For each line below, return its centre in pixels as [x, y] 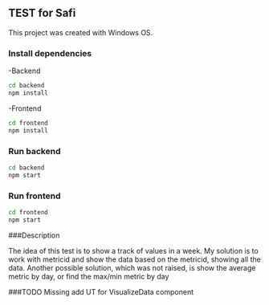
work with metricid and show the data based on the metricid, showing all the [134, 259]
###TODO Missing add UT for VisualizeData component [101, 291]
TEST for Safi [42, 13]
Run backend [35, 151]
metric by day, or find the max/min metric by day [89, 276]
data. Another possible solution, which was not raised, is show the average [132, 267]
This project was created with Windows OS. [81, 32]
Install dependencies [50, 53]
